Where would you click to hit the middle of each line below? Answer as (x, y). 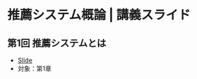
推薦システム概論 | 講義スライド (99, 15)
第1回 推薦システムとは (57, 43)
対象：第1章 (34, 69)
